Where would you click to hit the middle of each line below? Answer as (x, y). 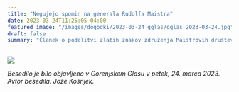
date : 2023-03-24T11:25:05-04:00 (57, 21)
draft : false (27, 34)
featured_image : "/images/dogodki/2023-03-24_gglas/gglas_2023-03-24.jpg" (121, 27)
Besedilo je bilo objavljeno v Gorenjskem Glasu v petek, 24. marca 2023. (114, 74)
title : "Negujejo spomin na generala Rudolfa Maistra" (90, 14)
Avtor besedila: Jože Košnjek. (51, 81)
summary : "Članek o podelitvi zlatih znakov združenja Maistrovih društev (121, 40)
